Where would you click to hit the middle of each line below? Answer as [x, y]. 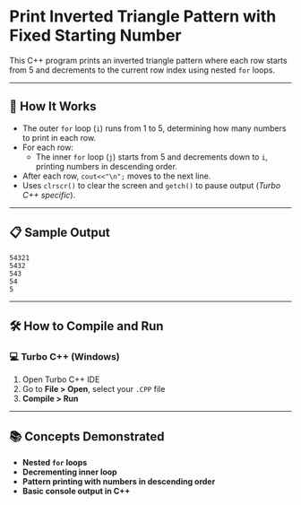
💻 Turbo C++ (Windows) [64, 356]
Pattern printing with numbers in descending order [119, 482]
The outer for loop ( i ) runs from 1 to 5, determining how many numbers [154, 128]
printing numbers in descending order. [106, 166]
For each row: [48, 147]
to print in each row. [59, 137]
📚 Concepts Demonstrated [87, 436]
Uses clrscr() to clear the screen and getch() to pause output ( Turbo [151, 185]
